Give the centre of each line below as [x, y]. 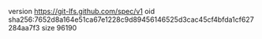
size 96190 [59, 28]
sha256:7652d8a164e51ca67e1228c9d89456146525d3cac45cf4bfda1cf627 [131, 19]
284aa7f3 [24, 28]
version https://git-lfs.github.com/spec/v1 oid [82, 11]
